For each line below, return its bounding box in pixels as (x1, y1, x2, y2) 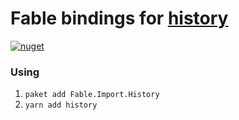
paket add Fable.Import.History (24, 90, 160, 100)
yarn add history (24, 100, 98, 111)
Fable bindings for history (10, 7, 229, 30)
